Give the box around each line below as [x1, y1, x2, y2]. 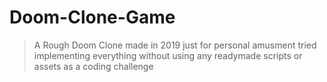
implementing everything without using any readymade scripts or [33, 49, 303, 61]
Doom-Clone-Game [9, 6, 176, 29]
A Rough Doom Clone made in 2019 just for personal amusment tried [33, 39, 317, 51]
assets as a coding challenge [33, 60, 154, 72]
